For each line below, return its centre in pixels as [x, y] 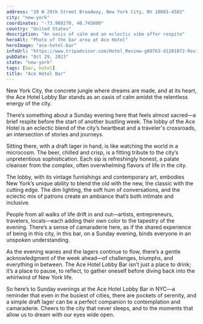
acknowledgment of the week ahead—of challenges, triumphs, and [90, 258]
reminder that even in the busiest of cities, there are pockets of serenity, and [101, 296]
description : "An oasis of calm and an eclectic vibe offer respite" [96, 34]
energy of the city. [29, 104]
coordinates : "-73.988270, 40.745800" [55, 23]
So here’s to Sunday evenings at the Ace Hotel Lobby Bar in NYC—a [91, 289]
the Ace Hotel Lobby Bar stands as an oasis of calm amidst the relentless [97, 97]
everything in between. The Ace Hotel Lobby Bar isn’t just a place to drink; [99, 265]
